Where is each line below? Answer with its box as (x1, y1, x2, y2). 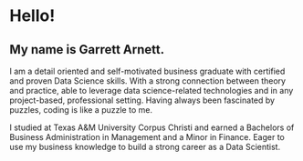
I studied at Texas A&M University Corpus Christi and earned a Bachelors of (9, 122, 295, 133)
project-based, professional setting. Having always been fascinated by (9, 95, 276, 106)
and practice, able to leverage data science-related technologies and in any (9, 86, 294, 96)
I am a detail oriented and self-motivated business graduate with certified (9, 65, 286, 76)
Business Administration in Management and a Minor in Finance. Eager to (9, 132, 286, 142)
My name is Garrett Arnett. (9, 42, 165, 57)
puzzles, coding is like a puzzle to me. (9, 105, 153, 115)
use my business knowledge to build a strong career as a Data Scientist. (9, 142, 281, 152)
